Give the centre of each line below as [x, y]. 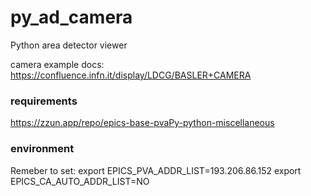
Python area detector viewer [69, 45]
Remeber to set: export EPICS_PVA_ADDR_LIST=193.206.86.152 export [156, 170]
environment [42, 149]
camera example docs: [57, 64]
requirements [44, 101]
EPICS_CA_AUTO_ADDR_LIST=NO [80, 181]
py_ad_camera [71, 17]
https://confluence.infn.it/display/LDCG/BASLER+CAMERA [131, 75]
